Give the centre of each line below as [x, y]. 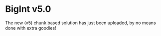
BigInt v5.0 [28, 9]
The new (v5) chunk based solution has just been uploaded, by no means [80, 23]
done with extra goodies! [31, 28]
